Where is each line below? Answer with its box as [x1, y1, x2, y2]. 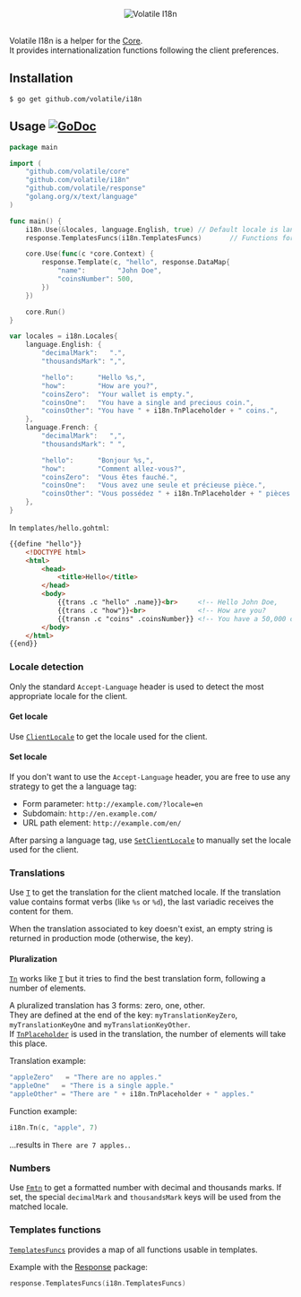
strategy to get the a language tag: [9, 781, 137, 791]
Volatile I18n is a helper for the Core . [9, 36, 143, 46]
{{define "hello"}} [9, 539, 82, 549]
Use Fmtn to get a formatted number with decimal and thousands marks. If [9, 1182, 282, 1193]
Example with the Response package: [9, 1261, 148, 1272]
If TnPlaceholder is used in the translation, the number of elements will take [9, 1029, 287, 1040]
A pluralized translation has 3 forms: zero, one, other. [9, 1000, 206, 1011]
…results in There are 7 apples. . [9, 1139, 132, 1150]
